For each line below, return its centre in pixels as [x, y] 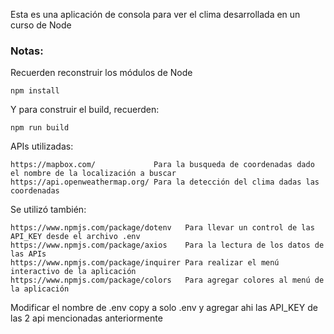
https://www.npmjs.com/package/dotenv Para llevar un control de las [162, 228]
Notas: [27, 51]
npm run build [40, 128]
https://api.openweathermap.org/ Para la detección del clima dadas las [165, 182]
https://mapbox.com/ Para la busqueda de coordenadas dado [162, 165]
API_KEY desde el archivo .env [75, 237]
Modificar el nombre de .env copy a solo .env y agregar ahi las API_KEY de [164, 308]
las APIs [28, 254]
